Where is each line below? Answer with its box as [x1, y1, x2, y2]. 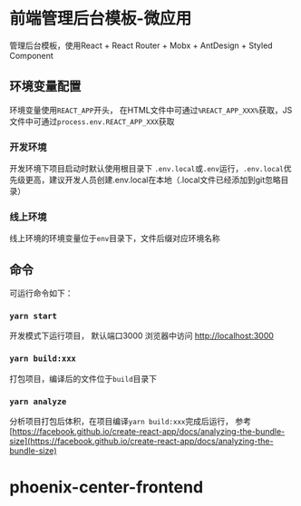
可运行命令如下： [9, 287, 73, 299]
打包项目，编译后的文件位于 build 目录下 [9, 373, 157, 384]
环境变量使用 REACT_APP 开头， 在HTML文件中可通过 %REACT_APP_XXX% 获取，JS [9, 104, 293, 115]
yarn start [9, 311, 57, 322]
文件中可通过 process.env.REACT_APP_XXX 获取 [9, 115, 175, 127]
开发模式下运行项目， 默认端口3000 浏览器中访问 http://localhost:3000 [9, 330, 275, 341]
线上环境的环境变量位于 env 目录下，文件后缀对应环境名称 [9, 233, 220, 244]
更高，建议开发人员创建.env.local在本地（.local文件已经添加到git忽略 [24, 174, 281, 186]
